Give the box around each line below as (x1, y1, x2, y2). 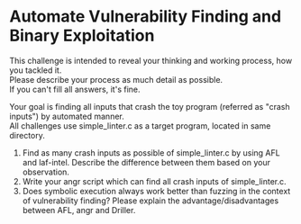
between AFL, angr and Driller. (22, 204, 136, 215)
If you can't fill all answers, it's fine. (9, 84, 141, 94)
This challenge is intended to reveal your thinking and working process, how (9, 55, 293, 66)
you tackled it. (9, 65, 62, 76)
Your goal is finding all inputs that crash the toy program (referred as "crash (9, 101, 290, 112)
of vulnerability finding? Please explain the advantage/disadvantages (22, 195, 279, 206)
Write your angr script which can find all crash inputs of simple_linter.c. (22, 175, 287, 186)
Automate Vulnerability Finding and (9, 6, 282, 27)
